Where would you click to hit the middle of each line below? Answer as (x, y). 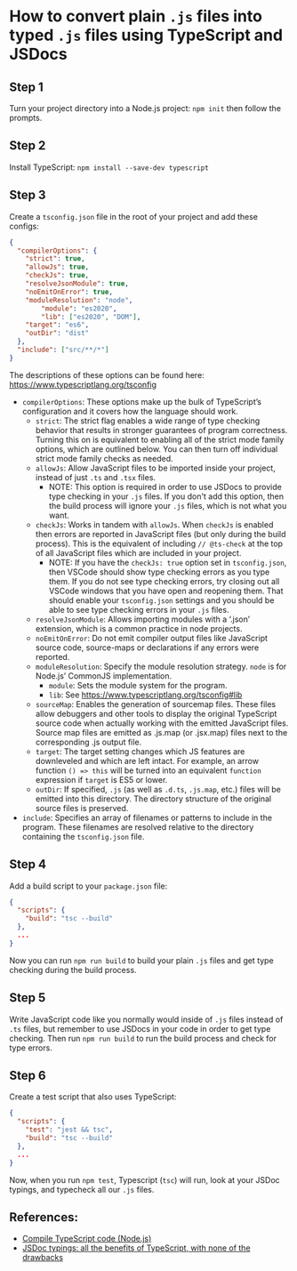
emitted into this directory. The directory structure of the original (153, 799)
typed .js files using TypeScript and (146, 35)
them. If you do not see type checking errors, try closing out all (164, 581)
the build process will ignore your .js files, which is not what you (168, 505)
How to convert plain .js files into (136, 16)
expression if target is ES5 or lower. (101, 779)
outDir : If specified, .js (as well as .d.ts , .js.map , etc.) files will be (158, 789)
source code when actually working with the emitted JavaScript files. (162, 723)
